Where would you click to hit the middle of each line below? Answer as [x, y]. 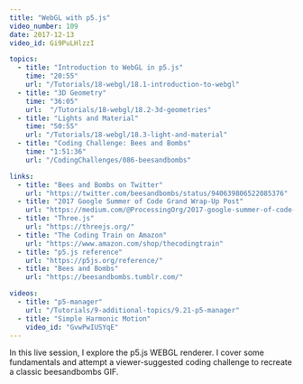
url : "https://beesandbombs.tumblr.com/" [104, 277]
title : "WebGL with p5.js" [60, 18]
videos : [24, 294]
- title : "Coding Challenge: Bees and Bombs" [105, 144]
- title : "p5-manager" [60, 302]
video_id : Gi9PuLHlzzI [52, 43]
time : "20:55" [52, 76]
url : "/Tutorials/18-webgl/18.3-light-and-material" [127, 135]
